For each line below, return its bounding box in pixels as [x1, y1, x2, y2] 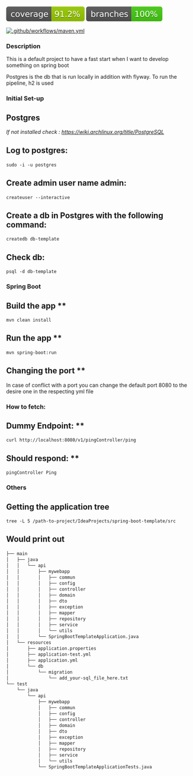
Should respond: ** [6, 453, 79, 463]
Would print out [6, 534, 65, 544]
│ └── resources [6, 639, 52, 646]
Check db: [6, 252, 46, 262]
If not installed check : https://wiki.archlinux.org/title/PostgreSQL [6, 129, 165, 136]
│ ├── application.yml [6, 657, 78, 663]
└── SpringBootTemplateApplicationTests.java [37, 764, 152, 770]
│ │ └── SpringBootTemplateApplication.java [6, 633, 139, 640]
